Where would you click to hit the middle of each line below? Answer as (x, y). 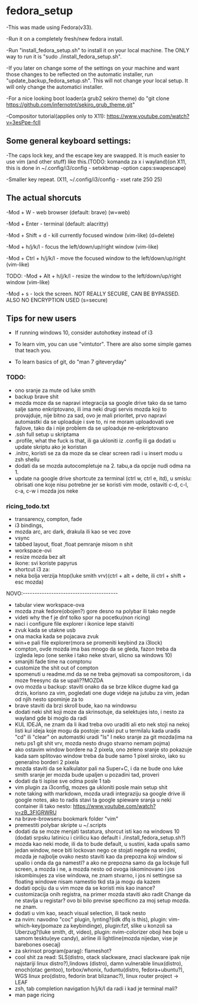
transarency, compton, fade (48, 519)
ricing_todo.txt (28, 506)
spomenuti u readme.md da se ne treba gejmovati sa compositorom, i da (103, 674)
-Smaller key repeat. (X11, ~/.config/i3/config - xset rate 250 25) (84, 179)
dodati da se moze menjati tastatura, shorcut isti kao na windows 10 (97, 831)
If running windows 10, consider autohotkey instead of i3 (84, 333)
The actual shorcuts (44, 198)
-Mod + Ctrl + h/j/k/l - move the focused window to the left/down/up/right (96, 258)
